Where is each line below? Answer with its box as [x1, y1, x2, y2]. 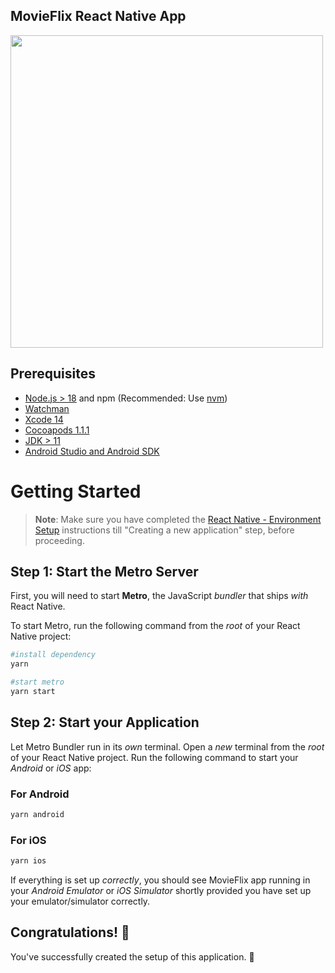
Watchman [24, 402, 70, 414]
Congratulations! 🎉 [10, 924, 130, 941]
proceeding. [34, 534, 85, 546]
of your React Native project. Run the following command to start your [10, 751, 299, 763]
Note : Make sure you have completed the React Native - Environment [34, 513, 322, 525]
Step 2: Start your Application [10, 714, 200, 731]
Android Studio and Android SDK [24, 445, 160, 457]
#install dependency [10, 650, 97, 660]
